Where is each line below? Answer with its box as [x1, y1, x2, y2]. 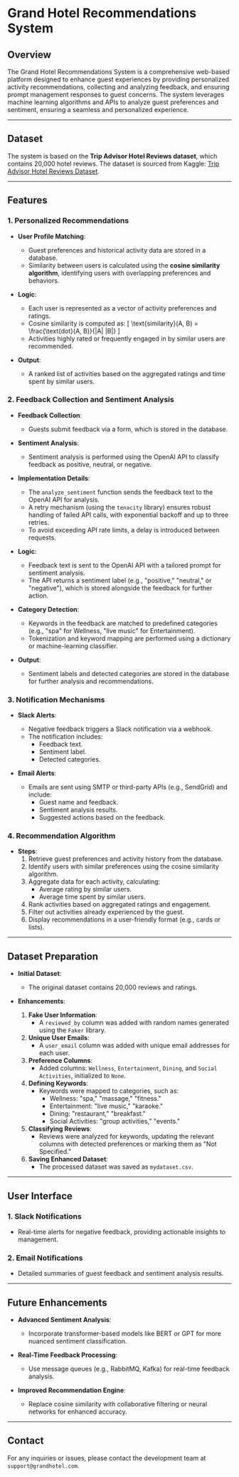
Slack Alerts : [17, 711, 57, 720]
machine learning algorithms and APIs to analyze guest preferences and [7, 98, 219, 106]
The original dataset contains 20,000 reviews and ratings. [28, 983, 198, 992]
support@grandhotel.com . [7, 1461, 80, 1470]
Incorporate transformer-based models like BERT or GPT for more [28, 1329, 222, 1338]
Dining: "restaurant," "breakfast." [49, 1109, 146, 1118]
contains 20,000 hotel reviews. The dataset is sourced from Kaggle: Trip [7, 159, 220, 168]
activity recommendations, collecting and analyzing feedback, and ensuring [7, 83, 230, 91]
